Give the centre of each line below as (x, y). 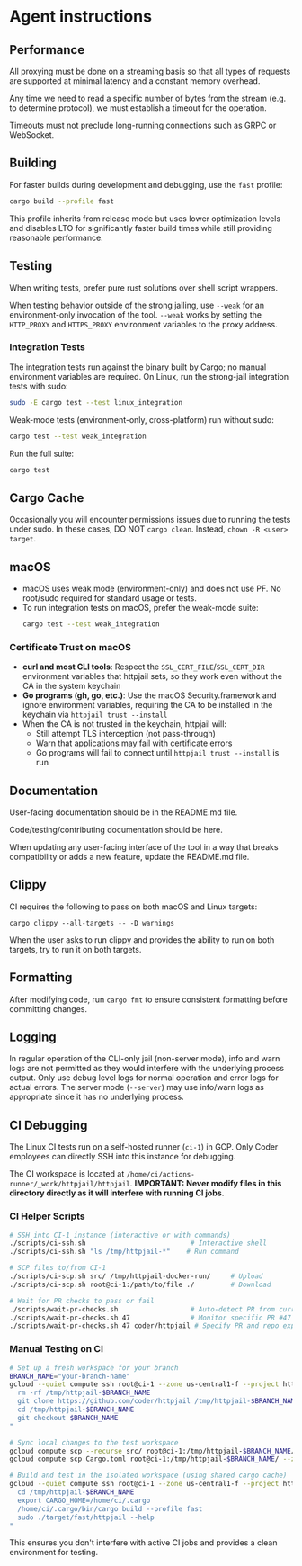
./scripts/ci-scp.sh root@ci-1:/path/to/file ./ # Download (140, 1284)
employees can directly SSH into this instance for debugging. (123, 1157)
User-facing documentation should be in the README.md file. (124, 812)
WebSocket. (32, 135)
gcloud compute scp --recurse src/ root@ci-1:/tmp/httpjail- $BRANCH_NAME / (152, 1451)
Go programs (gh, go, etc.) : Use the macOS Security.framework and (149, 695)
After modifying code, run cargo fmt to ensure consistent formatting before (148, 999)
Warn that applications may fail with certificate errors (134, 743)
